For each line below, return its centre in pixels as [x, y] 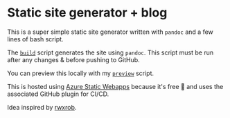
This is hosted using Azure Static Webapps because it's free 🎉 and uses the [115, 86]
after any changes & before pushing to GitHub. [73, 59]
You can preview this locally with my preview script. [81, 73]
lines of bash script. [35, 39]
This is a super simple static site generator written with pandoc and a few [110, 32]
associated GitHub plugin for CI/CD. [58, 94]
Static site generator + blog [87, 13]
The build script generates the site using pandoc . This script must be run [110, 52]
